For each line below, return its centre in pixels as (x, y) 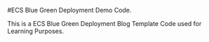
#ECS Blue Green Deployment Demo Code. (69, 10)
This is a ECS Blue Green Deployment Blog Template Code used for (104, 23)
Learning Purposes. (36, 31)
